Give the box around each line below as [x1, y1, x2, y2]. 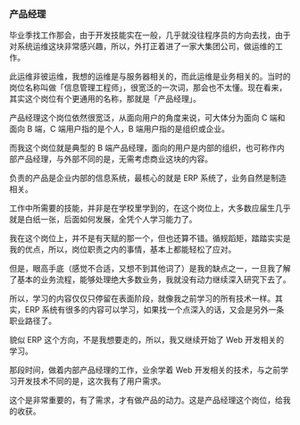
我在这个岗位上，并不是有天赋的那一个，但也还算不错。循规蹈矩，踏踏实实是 [9, 233, 291, 244]
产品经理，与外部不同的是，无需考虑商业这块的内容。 [16, 154, 212, 164]
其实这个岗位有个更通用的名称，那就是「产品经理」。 [9, 94, 201, 104]
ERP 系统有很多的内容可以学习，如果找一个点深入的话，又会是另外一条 [24, 304, 285, 315]
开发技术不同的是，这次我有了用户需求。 [16, 376, 166, 387]
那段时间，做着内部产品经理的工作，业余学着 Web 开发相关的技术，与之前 [9, 364, 281, 376]
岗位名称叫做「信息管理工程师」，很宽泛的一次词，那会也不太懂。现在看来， [9, 82, 287, 93]
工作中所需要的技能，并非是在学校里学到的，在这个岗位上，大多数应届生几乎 [9, 203, 291, 213]
